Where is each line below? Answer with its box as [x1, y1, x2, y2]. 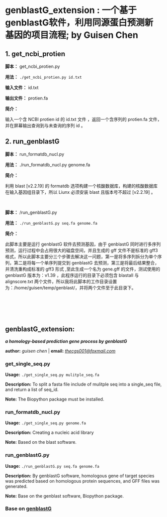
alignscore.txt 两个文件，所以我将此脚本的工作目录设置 [5, 278, 117, 284]
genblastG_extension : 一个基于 [5, 4, 137, 16]
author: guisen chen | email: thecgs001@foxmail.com [5, 348, 116, 354]
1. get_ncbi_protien [5, 49, 66, 58]
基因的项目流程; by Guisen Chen [5, 29, 138, 41]
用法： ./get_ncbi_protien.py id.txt [5, 74, 82, 80]
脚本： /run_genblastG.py [5, 209, 57, 215]
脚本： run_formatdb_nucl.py [5, 151, 65, 157]
